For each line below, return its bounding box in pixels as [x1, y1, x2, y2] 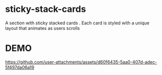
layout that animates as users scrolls [5, 25, 80, 31]
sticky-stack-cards [5, 3, 86, 15]
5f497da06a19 [5, 64, 34, 70]
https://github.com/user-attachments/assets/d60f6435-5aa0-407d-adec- [5, 59, 157, 65]
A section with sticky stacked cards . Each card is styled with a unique [5, 20, 150, 26]
